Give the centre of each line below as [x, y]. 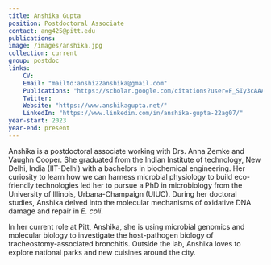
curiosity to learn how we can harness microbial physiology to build [121, 176]
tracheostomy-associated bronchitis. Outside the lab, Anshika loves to [125, 243]
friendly [21, 185]
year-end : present [39, 128]
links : [19, 68]
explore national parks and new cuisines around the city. [102, 252]
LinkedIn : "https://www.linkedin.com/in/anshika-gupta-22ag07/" [133, 114]
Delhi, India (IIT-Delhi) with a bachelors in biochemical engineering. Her [127, 168]
